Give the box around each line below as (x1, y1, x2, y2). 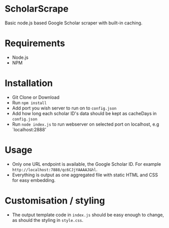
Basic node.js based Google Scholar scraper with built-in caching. (5, 20, 143, 26)
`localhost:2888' (12, 126, 47, 132)
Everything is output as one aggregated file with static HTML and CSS (12, 172, 158, 178)
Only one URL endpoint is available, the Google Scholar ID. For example (12, 161, 161, 167)
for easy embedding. (12, 177, 56, 183)
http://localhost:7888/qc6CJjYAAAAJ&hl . (12, 166, 98, 172)
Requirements (5, 37, 65, 49)
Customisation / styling (5, 195, 105, 206)
